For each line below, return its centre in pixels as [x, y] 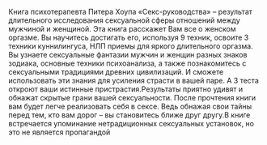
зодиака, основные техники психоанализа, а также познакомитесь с [127, 63]
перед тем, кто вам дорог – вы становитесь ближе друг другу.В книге [129, 115]
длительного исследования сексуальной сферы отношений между [124, 20]
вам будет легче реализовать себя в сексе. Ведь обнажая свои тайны [130, 106]
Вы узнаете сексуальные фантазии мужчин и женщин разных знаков [128, 55]
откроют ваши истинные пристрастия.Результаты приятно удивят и [126, 89]
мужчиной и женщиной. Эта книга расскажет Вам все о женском [122, 29]
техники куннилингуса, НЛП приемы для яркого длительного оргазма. [131, 46]
